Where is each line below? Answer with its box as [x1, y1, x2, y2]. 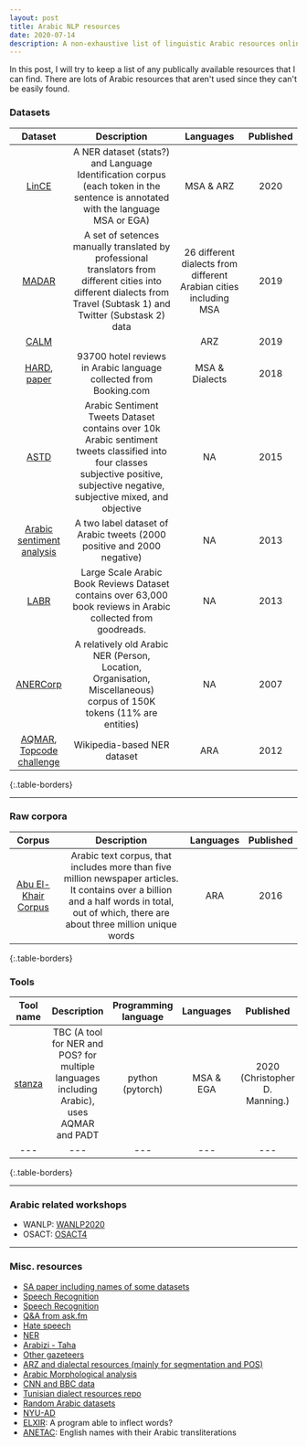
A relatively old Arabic [74, 637, 169, 650]
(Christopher [240, 1071, 295, 1084]
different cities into [81, 274, 163, 287]
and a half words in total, [68, 895, 175, 908]
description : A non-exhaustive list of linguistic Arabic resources [9, 38, 276, 48]
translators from [87, 262, 156, 275]
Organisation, [92, 672, 151, 685]
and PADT [56, 1129, 100, 1142]
